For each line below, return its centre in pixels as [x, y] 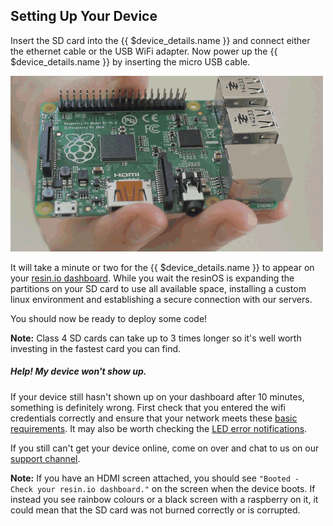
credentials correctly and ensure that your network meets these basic [154, 418]
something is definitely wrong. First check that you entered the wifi [148, 407]
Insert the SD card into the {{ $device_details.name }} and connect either [160, 40]
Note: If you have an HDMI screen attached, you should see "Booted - [155, 478]
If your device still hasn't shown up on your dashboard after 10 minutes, [157, 396]
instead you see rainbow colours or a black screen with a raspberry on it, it [164, 499]
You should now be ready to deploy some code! [109, 318]
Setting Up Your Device [84, 16]
